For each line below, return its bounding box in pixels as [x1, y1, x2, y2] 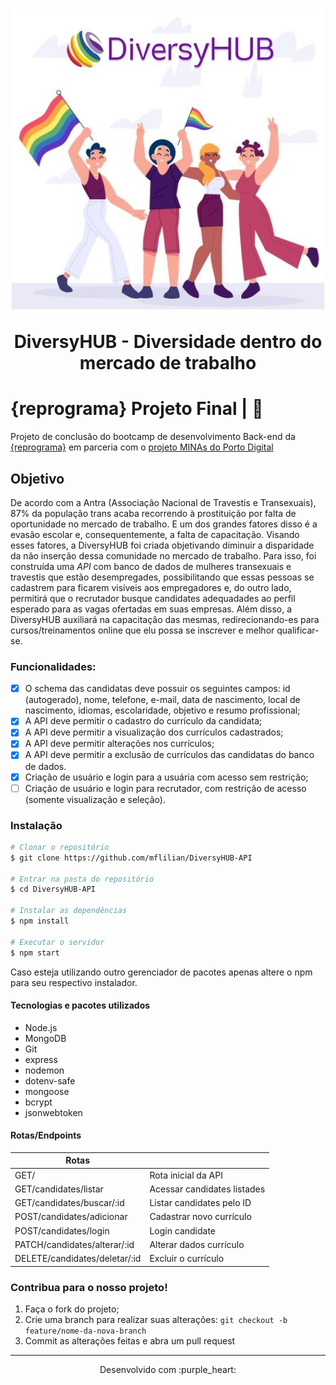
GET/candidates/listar [14, 1183, 104, 1195]
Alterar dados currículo [149, 1238, 245, 1250]
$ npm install [10, 916, 70, 927]
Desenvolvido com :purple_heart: [99, 1364, 237, 1376]
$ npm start [10, 948, 60, 958]
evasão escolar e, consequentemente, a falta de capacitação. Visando [10, 528, 300, 540]
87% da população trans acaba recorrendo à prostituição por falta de [10, 507, 297, 519]
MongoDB [24, 1032, 67, 1044]
